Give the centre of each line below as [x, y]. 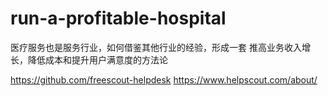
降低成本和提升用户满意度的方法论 [97, 59]
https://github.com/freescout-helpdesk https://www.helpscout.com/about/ [164, 79]
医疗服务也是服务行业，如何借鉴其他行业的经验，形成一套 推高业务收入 [156, 47]
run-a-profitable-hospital [118, 18]
